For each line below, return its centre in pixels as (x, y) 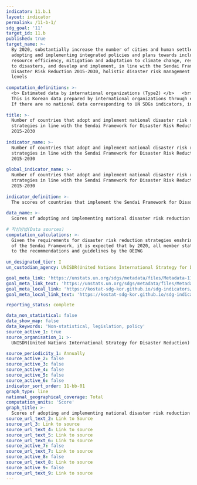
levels (19, 77)
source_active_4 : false (35, 370)
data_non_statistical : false (42, 316)
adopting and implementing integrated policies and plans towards (94, 55)
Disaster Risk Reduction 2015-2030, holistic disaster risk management (101, 71)
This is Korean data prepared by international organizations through (99, 98)
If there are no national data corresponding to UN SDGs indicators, (98, 104)
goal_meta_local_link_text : (40, 294)
